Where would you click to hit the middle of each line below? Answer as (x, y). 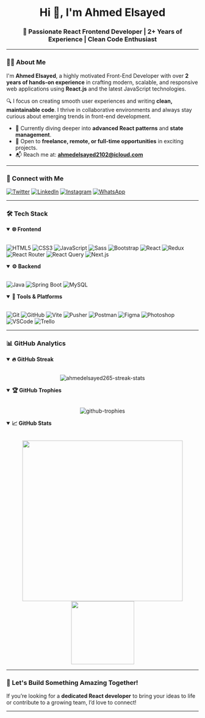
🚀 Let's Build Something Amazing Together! (72, 682)
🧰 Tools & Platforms (37, 297)
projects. (26, 148)
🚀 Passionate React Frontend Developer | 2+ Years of (103, 32)
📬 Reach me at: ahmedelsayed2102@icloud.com (79, 154)
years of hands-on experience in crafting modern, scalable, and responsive (102, 82)
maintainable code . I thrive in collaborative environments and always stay (99, 110)
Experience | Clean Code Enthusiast (103, 39)
